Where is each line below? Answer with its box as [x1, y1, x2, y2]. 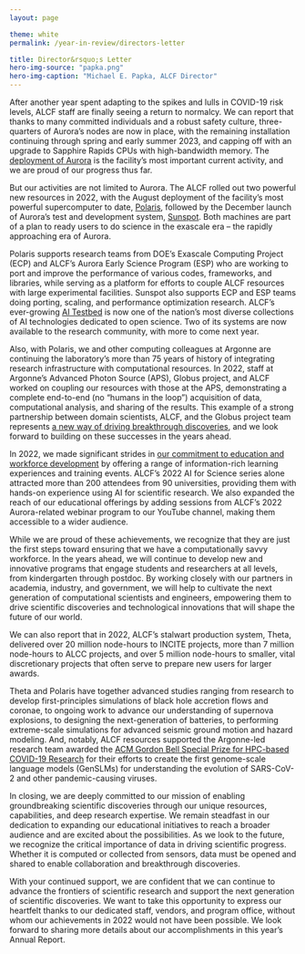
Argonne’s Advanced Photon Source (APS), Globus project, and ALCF [9, 373, 270, 383]
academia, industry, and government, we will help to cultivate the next [9, 583, 272, 593]
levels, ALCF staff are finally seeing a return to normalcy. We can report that [9, 107, 294, 117]
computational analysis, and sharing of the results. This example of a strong [9, 402, 294, 412]
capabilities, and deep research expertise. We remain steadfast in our [9, 810, 270, 821]
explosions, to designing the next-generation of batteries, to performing [9, 715, 280, 725]
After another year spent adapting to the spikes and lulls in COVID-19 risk [9, 97, 284, 108]
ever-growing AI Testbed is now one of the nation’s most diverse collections [9, 306, 294, 317]
